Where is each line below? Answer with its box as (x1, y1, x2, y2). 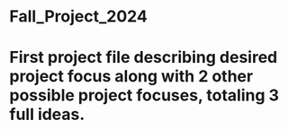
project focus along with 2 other (9, 66, 254, 87)
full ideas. (9, 105, 85, 125)
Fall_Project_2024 (9, 6, 148, 27)
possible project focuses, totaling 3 (9, 85, 280, 106)
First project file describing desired (9, 47, 278, 68)
